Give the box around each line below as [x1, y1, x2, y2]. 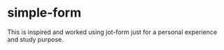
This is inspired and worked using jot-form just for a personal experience [7, 28, 218, 36]
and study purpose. [7, 35, 64, 43]
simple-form [7, 5, 82, 21]
